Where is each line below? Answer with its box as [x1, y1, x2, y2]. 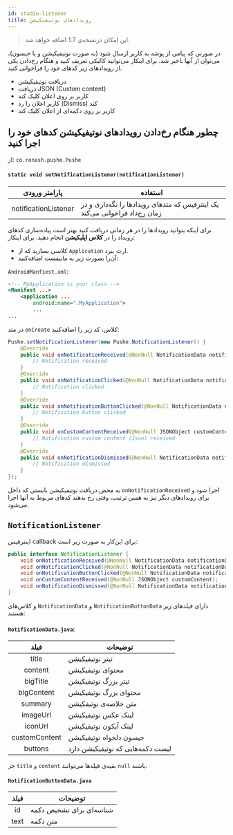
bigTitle [24, 677, 49, 686]
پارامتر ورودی [23, 187, 63, 197]
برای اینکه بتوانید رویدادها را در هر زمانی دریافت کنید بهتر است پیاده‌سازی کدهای [8, 225, 212, 234]
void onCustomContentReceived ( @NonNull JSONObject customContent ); [20, 576, 218, 583]
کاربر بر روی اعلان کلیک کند [17, 91, 89, 100]
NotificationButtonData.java [8, 777, 92, 785]
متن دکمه [30, 816, 58, 826]
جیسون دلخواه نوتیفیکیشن [68, 733, 145, 742]
